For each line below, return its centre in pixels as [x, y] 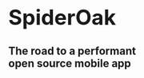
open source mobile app [70, 63]
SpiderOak [62, 18]
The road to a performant [72, 51]
